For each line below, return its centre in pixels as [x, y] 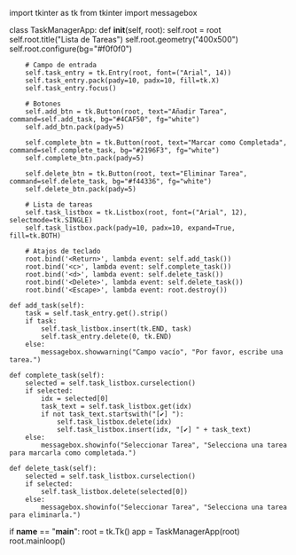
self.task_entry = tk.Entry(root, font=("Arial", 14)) [129, 73]
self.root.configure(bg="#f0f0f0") [71, 49]
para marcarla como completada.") [73, 453]
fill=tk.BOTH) [35, 236]
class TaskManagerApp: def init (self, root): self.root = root [115, 30]
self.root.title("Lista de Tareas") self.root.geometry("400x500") [124, 39]
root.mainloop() [38, 541]
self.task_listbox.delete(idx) [114, 422]
